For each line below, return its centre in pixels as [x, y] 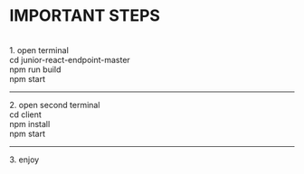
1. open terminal [39, 50]
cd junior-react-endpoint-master [70, 60]
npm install [30, 124]
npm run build [35, 69]
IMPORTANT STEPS [85, 16]
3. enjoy [24, 160]
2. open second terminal [55, 105]
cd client [26, 114]
